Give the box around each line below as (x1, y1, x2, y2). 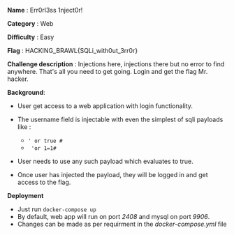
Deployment (7, 192, 44, 199)
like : (17, 123, 31, 131)
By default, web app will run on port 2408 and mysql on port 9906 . (17, 213, 210, 220)
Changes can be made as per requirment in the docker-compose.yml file (17, 220, 227, 228)
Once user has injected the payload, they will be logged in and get (17, 171, 208, 179)
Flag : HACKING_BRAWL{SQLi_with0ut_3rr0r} (7, 47, 138, 54)
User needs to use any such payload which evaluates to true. (17, 157, 193, 165)
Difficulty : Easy (7, 33, 54, 41)
